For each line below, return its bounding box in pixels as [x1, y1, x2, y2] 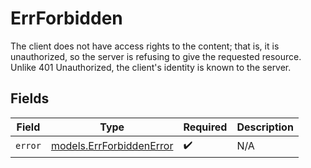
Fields [10, 90, 50, 107]
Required [183, 120, 228, 134]
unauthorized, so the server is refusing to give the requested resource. [10, 50, 302, 62]
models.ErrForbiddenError [50, 139, 174, 153]
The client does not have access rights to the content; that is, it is [10, 40, 280, 52]
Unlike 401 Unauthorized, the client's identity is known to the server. [10, 61, 292, 73]
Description [236, 120, 294, 134]
